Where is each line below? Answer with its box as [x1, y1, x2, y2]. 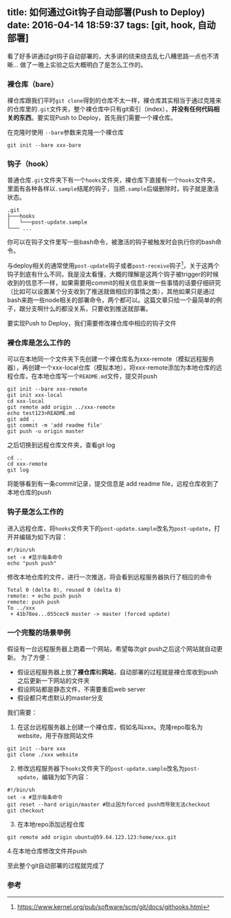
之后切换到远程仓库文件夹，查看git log [7, 441, 115, 449]
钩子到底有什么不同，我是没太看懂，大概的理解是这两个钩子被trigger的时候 [7, 270, 219, 279]
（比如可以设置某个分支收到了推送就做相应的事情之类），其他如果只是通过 [7, 288, 215, 296]
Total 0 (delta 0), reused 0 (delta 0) [7, 586, 122, 593]
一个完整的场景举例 [7, 628, 71, 637]
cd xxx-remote [7, 460, 48, 468]
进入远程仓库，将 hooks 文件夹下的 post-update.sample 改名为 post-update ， [7, 524, 214, 532]
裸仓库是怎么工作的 [7, 338, 71, 348]
